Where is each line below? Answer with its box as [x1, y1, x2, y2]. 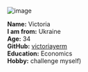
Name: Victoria [7, 20, 51, 28]
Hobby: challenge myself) [7, 57, 82, 65]
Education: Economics [7, 49, 73, 57]
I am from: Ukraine [7, 28, 61, 35]
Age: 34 [7, 35, 31, 43]
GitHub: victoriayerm [7, 42, 68, 50]
